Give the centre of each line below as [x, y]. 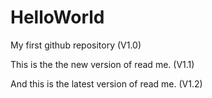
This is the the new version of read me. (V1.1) [102, 64]
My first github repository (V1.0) [76, 45]
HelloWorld [57, 17]
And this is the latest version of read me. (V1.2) [106, 83]
